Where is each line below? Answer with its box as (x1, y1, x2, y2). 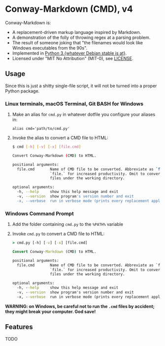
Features (5, 323, 33, 331)
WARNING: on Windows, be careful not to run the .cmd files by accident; (5, 303, 155, 309)
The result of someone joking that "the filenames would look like (12, 39, 143, 45)
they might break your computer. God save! (5, 309, 96, 315)
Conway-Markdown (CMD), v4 (5, 3, 133, 15)
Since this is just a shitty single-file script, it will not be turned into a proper (5, 83, 157, 89)
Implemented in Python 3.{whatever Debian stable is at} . (12, 50, 127, 56)
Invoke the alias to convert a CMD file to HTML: (12, 135, 108, 141)
